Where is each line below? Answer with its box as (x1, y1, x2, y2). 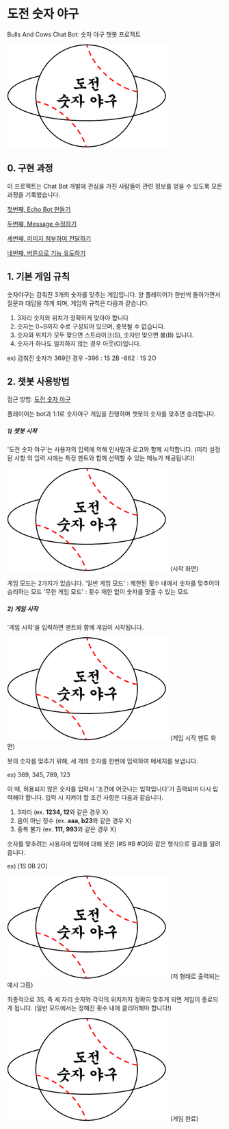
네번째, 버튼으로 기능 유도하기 (7, 248, 86, 257)
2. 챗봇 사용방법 (7, 375, 70, 388)
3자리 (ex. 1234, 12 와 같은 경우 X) (16, 808, 109, 816)
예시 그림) (7, 981, 33, 989)
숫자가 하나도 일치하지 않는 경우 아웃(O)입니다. (16, 339, 142, 347)
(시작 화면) (170, 564, 199, 573)
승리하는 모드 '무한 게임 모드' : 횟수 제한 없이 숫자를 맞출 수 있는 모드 (7, 588, 189, 596)
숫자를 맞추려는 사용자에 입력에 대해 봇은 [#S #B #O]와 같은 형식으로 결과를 (7, 840, 208, 848)
